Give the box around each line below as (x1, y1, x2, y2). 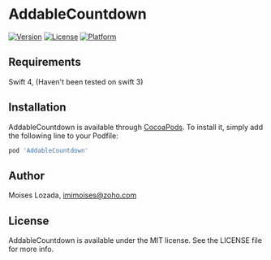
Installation (8, 101, 67, 115)
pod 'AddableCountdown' (8, 146, 89, 154)
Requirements (8, 55, 81, 69)
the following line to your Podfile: (8, 131, 119, 141)
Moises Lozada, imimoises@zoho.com (8, 190, 137, 200)
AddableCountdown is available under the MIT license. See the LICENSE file (8, 236, 262, 245)
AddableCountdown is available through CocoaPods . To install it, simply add (8, 122, 264, 132)
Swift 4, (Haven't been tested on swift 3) (8, 76, 144, 86)
